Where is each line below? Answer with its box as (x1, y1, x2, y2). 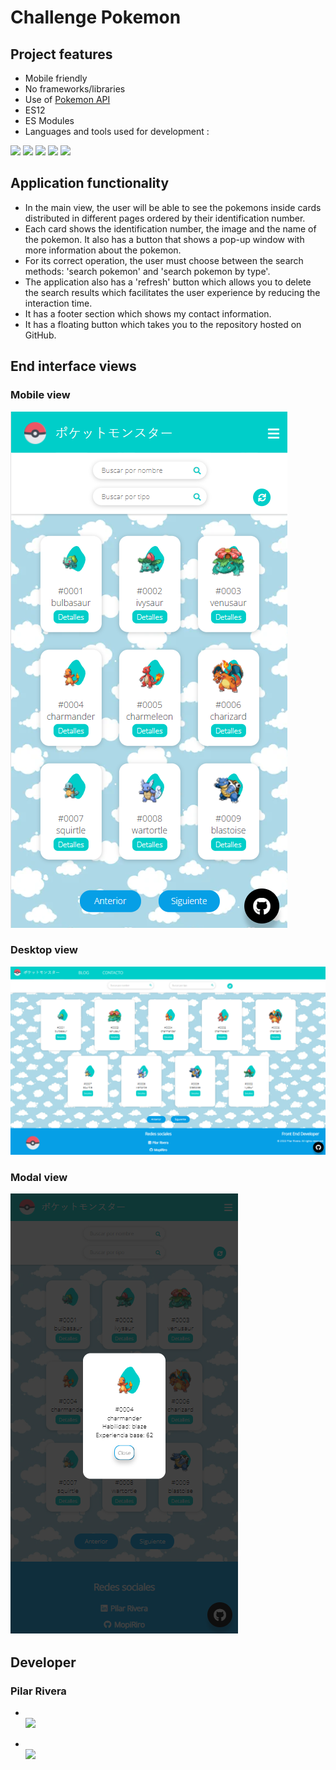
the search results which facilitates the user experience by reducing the (24, 286, 321, 298)
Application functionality (10, 175, 170, 192)
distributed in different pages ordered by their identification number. (24, 212, 306, 224)
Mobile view (10, 388, 71, 402)
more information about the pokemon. (24, 244, 182, 256)
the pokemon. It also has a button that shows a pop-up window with (24, 233, 305, 245)
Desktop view (10, 943, 78, 957)
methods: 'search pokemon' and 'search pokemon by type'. (24, 265, 271, 277)
